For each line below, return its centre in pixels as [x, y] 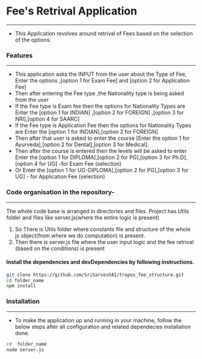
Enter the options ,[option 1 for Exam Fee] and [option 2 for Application [102, 81]
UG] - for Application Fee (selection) [60, 176]
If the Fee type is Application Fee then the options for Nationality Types [103, 125]
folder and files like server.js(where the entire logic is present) [83, 217]
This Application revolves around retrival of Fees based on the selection [104, 33]
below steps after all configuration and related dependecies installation [103, 326]
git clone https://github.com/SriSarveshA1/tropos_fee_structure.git [95, 275]
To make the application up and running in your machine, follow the [98, 320]
